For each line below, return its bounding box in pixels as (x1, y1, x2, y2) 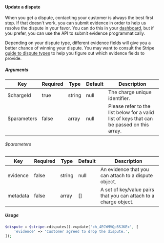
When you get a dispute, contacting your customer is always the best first (5, 15, 154, 21)
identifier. (108, 95, 130, 102)
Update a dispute (5, 4, 41, 10)
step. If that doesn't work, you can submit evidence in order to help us (5, 20, 146, 26)
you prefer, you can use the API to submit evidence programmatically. (5, 30, 145, 36)
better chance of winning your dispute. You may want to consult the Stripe (5, 45, 155, 51)
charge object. (100, 198, 134, 205)
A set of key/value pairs (100, 186, 155, 193)
